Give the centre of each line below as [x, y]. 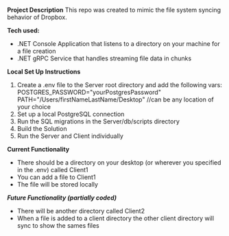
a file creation [36, 51]
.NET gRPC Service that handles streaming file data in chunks [104, 58]
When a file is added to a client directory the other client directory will [116, 218]
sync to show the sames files [58, 225]
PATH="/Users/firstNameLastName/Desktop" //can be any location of [116, 99]
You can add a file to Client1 [56, 177]
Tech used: [23, 31]
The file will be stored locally [57, 184]
